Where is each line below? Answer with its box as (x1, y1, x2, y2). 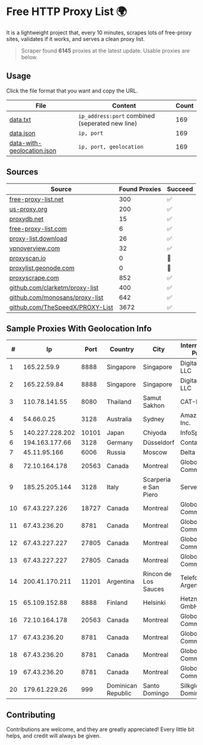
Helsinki (143, 599, 166, 607)
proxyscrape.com (9, 273, 59, 282)
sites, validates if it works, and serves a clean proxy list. (6, 35, 145, 42)
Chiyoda (143, 428, 167, 437)
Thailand (106, 398, 132, 406)
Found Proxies (118, 185, 161, 193)
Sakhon (143, 401, 165, 410)
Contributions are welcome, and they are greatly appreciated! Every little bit (6, 726, 195, 733)
